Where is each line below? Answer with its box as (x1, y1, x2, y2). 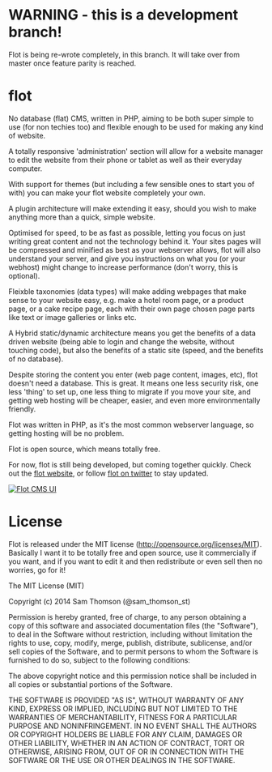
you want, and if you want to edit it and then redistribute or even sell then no (8, 557, 263, 566)
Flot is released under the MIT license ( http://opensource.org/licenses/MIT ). (8, 539, 262, 548)
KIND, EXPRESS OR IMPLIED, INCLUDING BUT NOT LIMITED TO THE (8, 703, 238, 714)
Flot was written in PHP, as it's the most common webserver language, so (8, 420, 254, 429)
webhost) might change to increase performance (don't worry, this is (8, 262, 239, 272)
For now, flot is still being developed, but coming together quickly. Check (8, 459, 252, 469)
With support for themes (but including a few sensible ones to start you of (8, 179, 255, 189)
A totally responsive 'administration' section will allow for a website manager (8, 146, 264, 156)
